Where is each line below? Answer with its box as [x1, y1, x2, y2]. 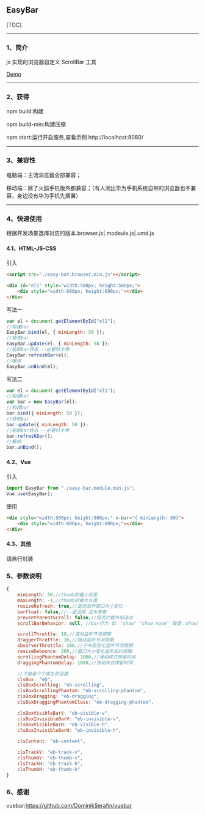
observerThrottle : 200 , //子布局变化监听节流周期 [17, 643, 133, 649]
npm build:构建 [6, 108, 44, 115]
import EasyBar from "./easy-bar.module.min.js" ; [6, 485, 135, 492]
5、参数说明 [6, 572, 41, 580]
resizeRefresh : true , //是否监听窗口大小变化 [17, 603, 123, 609]
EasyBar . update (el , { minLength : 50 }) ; [6, 341, 111, 347]
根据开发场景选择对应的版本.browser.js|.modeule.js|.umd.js [6, 229, 154, 237]
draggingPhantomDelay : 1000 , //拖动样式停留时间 [17, 660, 133, 666]
